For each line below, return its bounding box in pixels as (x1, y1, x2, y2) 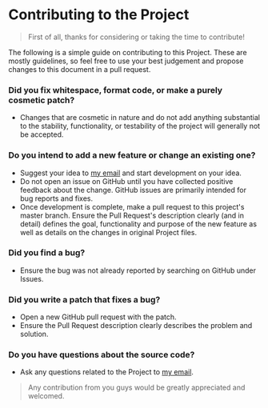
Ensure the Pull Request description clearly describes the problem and (19, 321, 253, 330)
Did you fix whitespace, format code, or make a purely (8, 84, 222, 95)
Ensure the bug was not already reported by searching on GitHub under (19, 266, 257, 275)
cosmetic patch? (8, 94, 75, 106)
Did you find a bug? (8, 247, 86, 258)
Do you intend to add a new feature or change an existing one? (8, 150, 256, 161)
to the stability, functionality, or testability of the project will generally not (19, 122, 261, 131)
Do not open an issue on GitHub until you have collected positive (19, 176, 234, 186)
